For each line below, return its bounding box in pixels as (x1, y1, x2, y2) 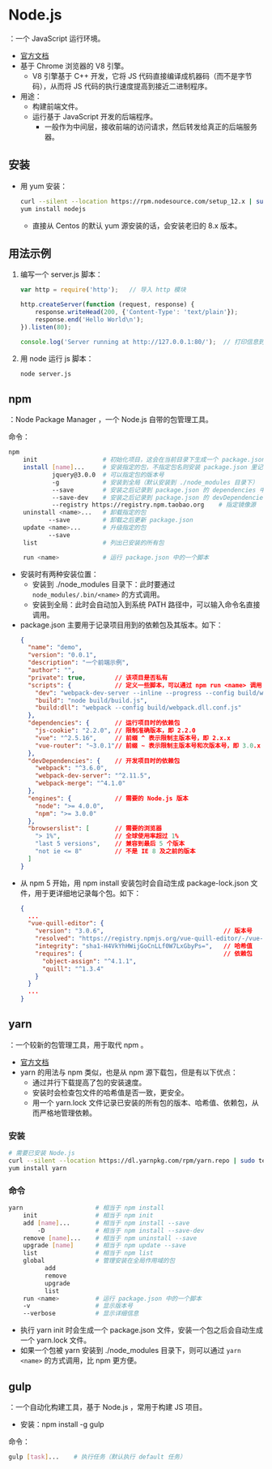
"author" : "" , (28, 666, 75, 674)
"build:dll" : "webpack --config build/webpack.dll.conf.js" (35, 704, 242, 712)
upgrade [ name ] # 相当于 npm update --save (23, 1242, 186, 1250)
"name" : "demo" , (28, 644, 83, 652)
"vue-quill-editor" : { (28, 920, 104, 928)
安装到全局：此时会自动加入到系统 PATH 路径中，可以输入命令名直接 (32, 599, 261, 610)
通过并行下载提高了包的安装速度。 (32, 1077, 147, 1087)
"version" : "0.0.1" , (28, 651, 97, 659)
